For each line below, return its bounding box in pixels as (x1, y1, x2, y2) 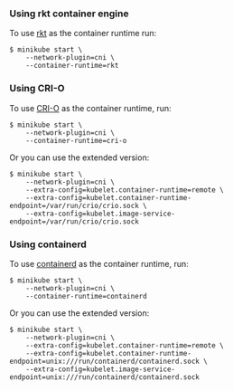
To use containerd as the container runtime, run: (9, 258, 189, 269)
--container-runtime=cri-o (25, 136, 127, 145)
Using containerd (9, 238, 88, 251)
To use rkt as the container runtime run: (9, 28, 157, 39)
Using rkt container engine (9, 7, 129, 20)
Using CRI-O (9, 82, 65, 95)
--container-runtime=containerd (25, 291, 147, 300)
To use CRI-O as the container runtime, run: (9, 102, 172, 113)
